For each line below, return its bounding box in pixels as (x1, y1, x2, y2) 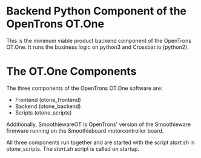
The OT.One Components (6, 65, 137, 78)
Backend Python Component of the (6, 4, 186, 18)
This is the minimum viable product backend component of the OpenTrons (6, 37, 192, 44)
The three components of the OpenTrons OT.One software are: (6, 84, 163, 92)
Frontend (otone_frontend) (15, 96, 82, 103)
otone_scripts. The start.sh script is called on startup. (6, 145, 140, 152)
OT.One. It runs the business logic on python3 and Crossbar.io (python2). (6, 43, 189, 51)
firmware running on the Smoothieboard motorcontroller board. (6, 127, 164, 134)
